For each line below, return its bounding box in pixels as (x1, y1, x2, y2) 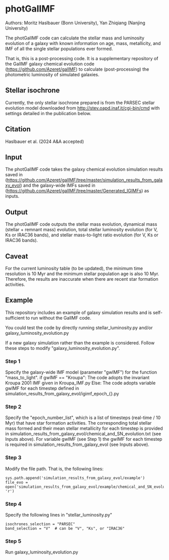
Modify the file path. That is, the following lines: (5, 466, 104, 472)
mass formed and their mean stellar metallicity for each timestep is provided (5, 425, 163, 432)
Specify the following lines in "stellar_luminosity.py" (5, 512, 112, 518)
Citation (5, 125, 31, 134)
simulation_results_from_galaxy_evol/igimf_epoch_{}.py (5, 391, 119, 397)
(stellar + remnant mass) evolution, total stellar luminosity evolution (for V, (5, 227, 158, 233)
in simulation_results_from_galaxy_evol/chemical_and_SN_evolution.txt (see (5, 431, 161, 437)
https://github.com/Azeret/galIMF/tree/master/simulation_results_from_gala (7, 177, 163, 183)
